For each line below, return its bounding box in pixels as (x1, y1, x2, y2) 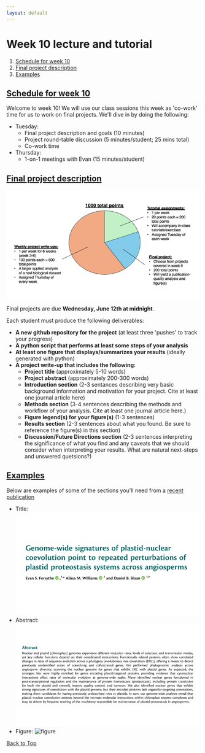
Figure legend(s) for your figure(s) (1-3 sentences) (24, 413, 155, 420)
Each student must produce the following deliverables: (6, 317, 144, 324)
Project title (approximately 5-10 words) (24, 368, 126, 375)
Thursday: (15, 149, 42, 156)
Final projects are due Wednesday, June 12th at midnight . (6, 304, 155, 312)
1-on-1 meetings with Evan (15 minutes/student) (24, 155, 145, 163)
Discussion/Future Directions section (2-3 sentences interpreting (24, 433, 193, 440)
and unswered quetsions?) (24, 452, 92, 460)
